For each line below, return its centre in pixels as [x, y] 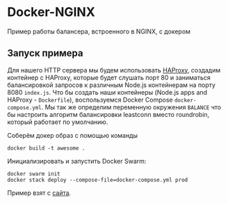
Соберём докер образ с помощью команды [72, 135]
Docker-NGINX [51, 12]
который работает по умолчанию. [58, 122]
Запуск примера [45, 53]
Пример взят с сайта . [39, 193]
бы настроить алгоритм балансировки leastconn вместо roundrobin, [108, 114]
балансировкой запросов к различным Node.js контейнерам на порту [111, 85]
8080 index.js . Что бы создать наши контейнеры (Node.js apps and [107, 92]
